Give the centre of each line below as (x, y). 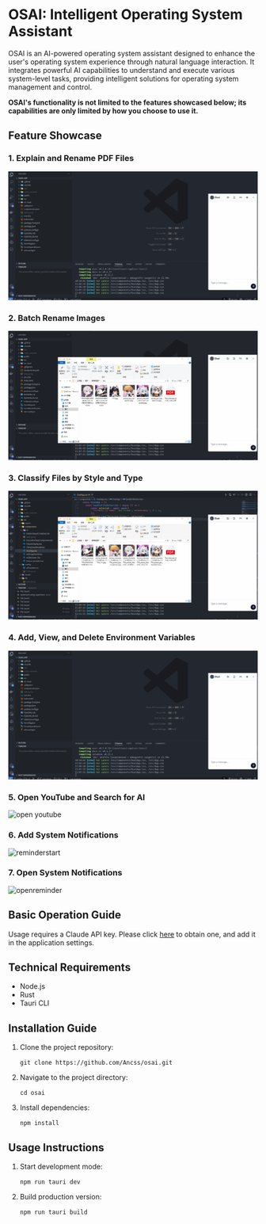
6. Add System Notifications (63, 835)
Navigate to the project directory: (74, 1077)
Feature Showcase (55, 136)
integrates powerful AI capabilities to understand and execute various (122, 70)
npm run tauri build (53, 1213)
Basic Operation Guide (65, 915)
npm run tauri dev (50, 1182)
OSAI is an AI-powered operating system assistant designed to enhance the (132, 53)
